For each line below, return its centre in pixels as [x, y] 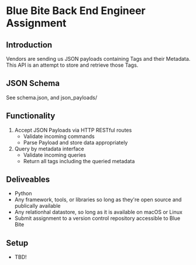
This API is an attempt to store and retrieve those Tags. [72, 65]
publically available [37, 206]
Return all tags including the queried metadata [79, 161]
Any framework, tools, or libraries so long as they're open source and [98, 199]
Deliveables [28, 180]
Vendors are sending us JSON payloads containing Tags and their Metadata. [98, 59]
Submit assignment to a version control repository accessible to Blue [97, 218]
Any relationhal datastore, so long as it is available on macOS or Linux [98, 212]
